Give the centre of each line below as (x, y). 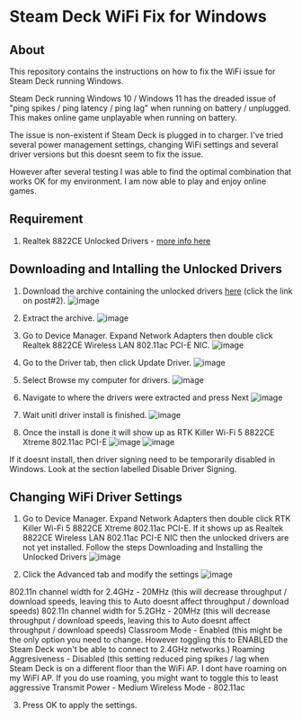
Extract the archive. (58, 318)
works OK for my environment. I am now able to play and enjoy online (138, 181)
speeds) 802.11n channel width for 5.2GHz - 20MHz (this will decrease (140, 611)
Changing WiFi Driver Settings (96, 497)
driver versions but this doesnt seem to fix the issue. (107, 154)
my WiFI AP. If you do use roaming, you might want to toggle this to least (144, 678)
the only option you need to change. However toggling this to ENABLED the (149, 640)
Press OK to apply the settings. (80, 705)
